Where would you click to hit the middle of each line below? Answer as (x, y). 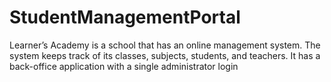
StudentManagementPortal (125, 17)
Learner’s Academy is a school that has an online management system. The (165, 45)
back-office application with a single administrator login (124, 66)
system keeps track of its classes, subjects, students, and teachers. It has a (165, 55)
